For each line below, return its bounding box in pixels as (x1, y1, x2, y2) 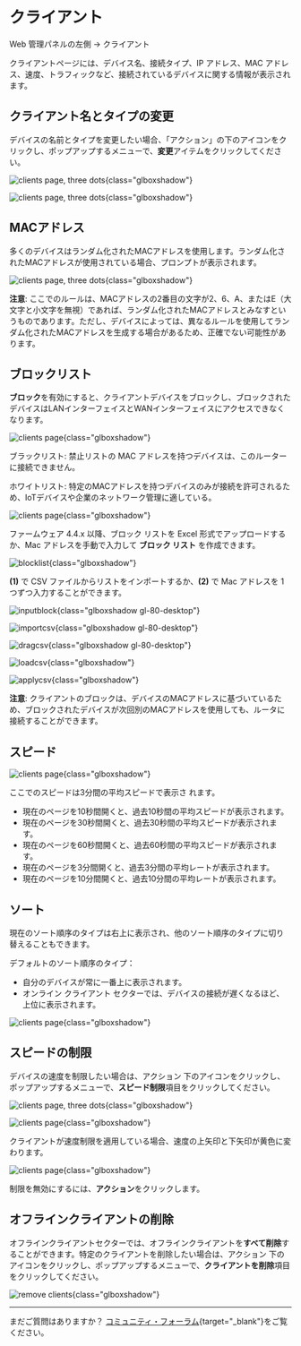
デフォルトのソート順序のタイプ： (9, 958, 135, 968)
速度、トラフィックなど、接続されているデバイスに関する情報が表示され (24, 68, 291, 80)
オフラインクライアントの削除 (9, 1212, 175, 1227)
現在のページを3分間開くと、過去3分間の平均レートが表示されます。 (21, 862, 275, 873)
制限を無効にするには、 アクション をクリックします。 (9, 1183, 205, 1194)
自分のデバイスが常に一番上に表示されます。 (21, 977, 186, 987)
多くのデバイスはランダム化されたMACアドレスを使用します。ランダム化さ (9, 245, 286, 256)
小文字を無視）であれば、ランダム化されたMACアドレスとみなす (32, 304, 271, 315)
